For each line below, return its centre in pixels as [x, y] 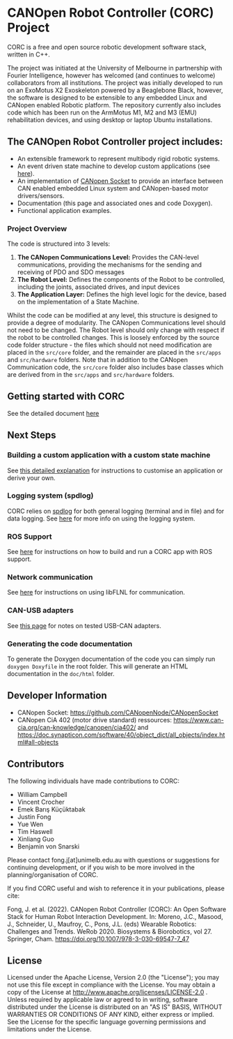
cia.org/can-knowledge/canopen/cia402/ [77, 727]
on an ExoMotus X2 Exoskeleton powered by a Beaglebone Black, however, [115, 90]
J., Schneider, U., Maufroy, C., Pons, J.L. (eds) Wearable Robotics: [102, 924]
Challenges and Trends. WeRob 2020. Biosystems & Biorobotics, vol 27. [110, 931]
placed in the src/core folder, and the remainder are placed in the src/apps [114, 352]
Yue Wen [30, 824]
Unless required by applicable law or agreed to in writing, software [103, 1000]
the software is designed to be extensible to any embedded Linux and [107, 97]
